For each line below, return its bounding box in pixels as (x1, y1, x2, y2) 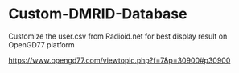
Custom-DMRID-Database (8, 5, 187, 23)
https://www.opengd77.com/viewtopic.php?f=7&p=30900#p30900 (8, 55, 231, 65)
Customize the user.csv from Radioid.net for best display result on (8, 31, 228, 41)
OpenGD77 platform (8, 39, 75, 49)
